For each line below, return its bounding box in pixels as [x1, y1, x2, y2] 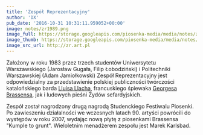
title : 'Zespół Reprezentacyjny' [6, 8, 91, 15]
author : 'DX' [6, 14, 39, 20]
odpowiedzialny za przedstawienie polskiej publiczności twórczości [6, 78, 175, 85]
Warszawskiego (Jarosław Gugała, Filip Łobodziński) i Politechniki [6, 65, 171, 72]
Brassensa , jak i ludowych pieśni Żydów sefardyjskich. [6, 91, 142, 98]
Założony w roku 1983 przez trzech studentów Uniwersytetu [6, 58, 156, 66]
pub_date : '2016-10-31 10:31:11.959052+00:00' [6, 20, 126, 26]
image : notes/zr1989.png [6, 25, 69, 32]
